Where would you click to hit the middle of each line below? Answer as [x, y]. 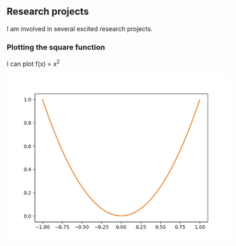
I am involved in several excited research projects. [80, 28]
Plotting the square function [56, 47]
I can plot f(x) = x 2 [33, 63]
